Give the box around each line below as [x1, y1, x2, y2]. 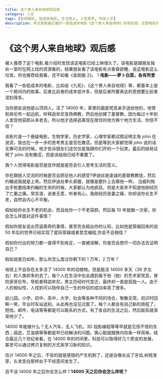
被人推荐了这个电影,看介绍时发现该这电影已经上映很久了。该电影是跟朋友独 [5, 60, 155, 66]
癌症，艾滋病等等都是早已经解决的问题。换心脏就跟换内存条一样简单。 [13, 330, 154, 336]
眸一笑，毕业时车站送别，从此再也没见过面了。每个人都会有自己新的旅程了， [5, 301, 158, 307]
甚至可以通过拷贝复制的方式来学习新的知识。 [5, 342, 95, 348]
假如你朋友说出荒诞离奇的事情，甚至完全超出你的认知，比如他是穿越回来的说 [5, 224, 158, 229]
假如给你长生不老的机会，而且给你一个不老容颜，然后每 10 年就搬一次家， [5, 207, 152, 213]
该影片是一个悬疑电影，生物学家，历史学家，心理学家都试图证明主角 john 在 [5, 134, 157, 139]
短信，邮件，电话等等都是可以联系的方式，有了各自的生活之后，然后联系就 [5, 307, 154, 313]
